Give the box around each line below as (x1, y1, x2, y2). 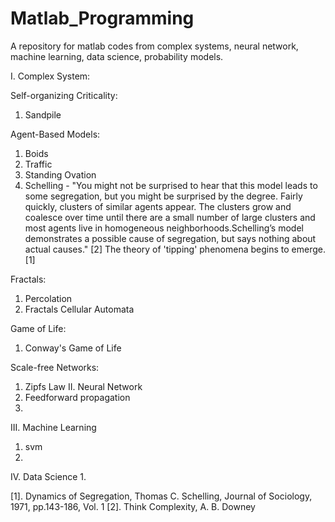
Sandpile (24, 108, 62, 121)
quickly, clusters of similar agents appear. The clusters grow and (24, 200, 292, 212)
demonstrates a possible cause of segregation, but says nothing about (24, 232, 317, 244)
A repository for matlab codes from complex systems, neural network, (10, 40, 299, 52)
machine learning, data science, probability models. (10, 50, 224, 62)
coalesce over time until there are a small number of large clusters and (24, 211, 316, 223)
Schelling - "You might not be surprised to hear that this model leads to (24, 179, 318, 191)
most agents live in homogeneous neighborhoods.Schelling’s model (24, 222, 304, 234)
